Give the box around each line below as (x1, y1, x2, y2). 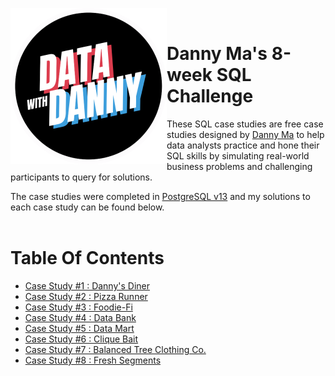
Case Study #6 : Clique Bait (24, 333, 139, 345)
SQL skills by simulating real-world (166, 149, 310, 162)
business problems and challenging (166, 160, 313, 172)
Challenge (166, 85, 254, 108)
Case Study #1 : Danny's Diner (24, 279, 151, 292)
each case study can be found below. (10, 201, 165, 213)
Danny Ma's (166, 43, 268, 65)
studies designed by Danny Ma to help (166, 128, 325, 140)
